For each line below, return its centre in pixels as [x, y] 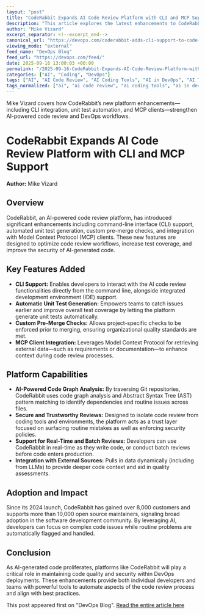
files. [21, 409]
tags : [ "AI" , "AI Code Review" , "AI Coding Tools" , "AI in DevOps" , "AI [101, 80]
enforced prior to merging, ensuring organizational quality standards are [106, 329]
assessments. [32, 473]
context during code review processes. [64, 355]
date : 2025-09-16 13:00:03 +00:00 [50, 63]
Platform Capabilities [47, 374]
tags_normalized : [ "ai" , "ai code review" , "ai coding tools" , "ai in [98, 86]
